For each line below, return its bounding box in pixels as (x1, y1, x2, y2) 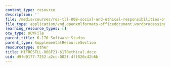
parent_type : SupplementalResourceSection (5, 40, 96, 45)
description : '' (5, 12, 39, 17)
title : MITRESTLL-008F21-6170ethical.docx (5, 49, 96, 54)
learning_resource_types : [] (5, 26, 67, 31)
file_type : (5, 21, 28, 27)
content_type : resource (5, 7, 56, 13)
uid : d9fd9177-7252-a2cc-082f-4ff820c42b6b (5, 54, 99, 59)
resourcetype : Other (5, 45, 49, 50)
